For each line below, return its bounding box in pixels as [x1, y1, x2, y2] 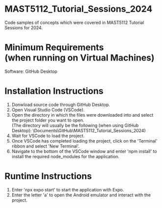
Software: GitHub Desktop [4, 68, 57, 74]
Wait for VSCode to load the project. [11, 133, 85, 139]
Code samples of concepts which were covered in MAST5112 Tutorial [4, 20, 144, 25]
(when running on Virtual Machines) [4, 52, 155, 63]
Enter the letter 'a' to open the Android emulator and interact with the [11, 192, 151, 198]
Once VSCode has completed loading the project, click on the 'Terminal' [11, 138, 158, 144]
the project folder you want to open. [11, 117, 84, 123]
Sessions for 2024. [4, 24, 43, 30]
